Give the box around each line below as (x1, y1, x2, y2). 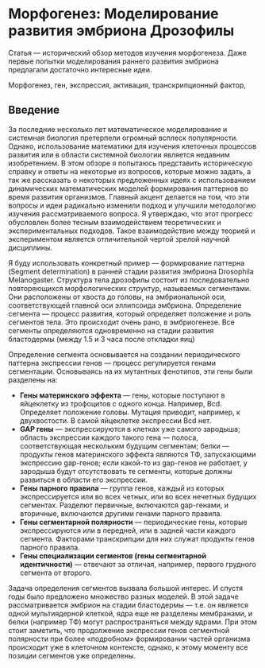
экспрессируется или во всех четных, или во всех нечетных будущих (19, 491, 257, 501)
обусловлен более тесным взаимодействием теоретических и (8, 217, 222, 227)
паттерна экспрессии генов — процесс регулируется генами (8, 358, 217, 367)
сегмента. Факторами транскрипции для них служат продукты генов (19, 534, 255, 543)
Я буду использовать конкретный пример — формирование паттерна (8, 258, 245, 267)
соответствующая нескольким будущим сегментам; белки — (19, 441, 230, 450)
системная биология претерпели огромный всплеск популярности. (8, 133, 238, 142)
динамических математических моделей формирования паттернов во (8, 184, 248, 193)
